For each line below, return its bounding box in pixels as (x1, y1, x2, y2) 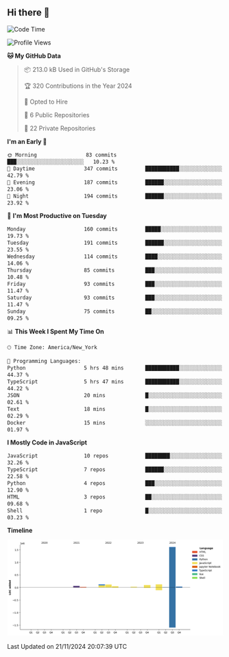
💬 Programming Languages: (7, 357, 81, 364)
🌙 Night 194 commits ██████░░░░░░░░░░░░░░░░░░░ (7, 193, 223, 200)
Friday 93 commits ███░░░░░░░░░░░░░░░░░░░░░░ (7, 280, 223, 287)
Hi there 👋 (7, 7, 50, 19)
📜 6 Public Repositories (23, 110, 90, 119)
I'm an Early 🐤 (7, 137, 47, 145)
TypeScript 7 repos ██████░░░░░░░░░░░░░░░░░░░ (7, 466, 223, 473)
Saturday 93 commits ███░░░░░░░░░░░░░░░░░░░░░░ (7, 294, 223, 301)
